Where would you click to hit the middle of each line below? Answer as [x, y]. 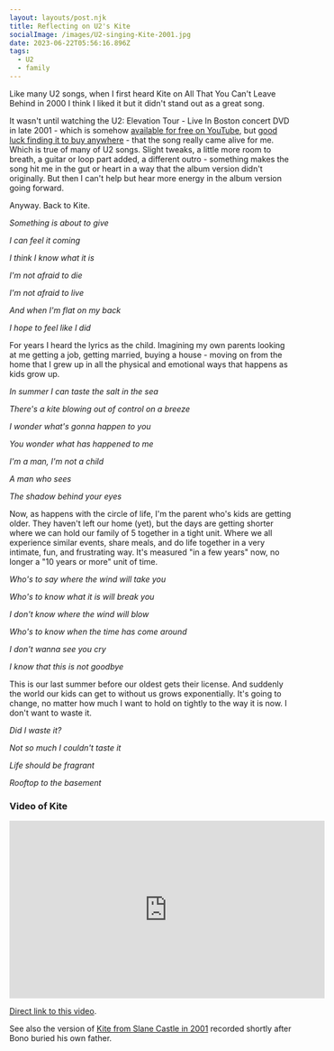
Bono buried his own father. [61, 1038]
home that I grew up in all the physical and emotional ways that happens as [149, 364]
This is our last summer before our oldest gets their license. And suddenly [146, 684]
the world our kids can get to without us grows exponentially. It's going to [145, 693]
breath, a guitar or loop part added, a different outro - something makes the [149, 159]
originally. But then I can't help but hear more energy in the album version [145, 178]
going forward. [37, 188]
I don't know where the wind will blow [79, 613]
